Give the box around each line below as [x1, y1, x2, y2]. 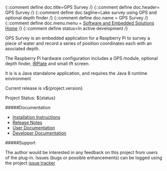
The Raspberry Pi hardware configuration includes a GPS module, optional [5, 55, 158, 61]
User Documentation [12, 125, 55, 131]
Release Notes [12, 120, 42, 125]
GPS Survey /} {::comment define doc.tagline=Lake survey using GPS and [5, 9, 157, 15]
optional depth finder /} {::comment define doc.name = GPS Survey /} [5, 15, 149, 20]
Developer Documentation [12, 130, 66, 136]
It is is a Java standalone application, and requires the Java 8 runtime [5, 70, 148, 76]
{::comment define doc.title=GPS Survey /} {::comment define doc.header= [5, 4, 160, 10]
